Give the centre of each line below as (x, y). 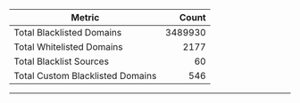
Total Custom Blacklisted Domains (85, 76)
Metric (85, 17)
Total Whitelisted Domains (68, 47)
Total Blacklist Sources (62, 61)
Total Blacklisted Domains (68, 32)
